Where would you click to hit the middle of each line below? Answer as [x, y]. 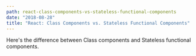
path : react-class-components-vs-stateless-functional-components [91, 12]
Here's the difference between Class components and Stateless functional [99, 40]
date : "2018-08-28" [31, 17]
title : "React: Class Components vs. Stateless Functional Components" [98, 23]
